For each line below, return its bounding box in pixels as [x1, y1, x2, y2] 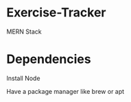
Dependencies [6, 51, 91, 67]
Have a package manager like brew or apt [6, 87, 125, 95]
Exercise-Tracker [6, 5, 107, 21]
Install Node [6, 74, 40, 82]
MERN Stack [6, 27, 42, 36]
